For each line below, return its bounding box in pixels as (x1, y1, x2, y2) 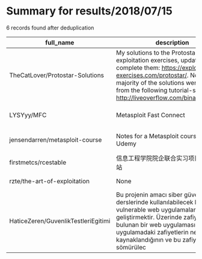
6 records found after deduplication (6, 24, 94, 31)
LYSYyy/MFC (9, 111, 47, 119)
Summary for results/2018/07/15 (6, 4, 173, 18)
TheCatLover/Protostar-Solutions (9, 71, 104, 79)
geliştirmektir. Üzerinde (116, 213, 182, 221)
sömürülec (116, 243, 146, 251)
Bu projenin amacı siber (116, 190, 183, 199)
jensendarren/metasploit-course (9, 135, 102, 144)
